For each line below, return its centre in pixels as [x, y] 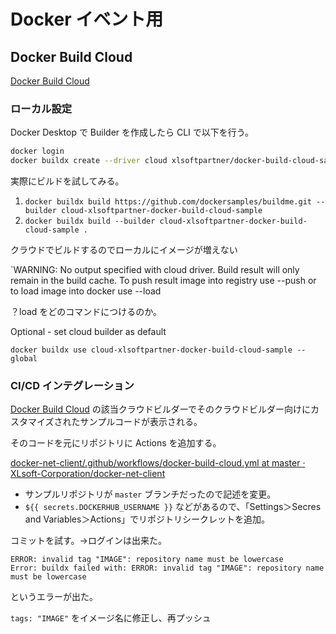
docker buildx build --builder [90, 221]
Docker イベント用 [87, 19]
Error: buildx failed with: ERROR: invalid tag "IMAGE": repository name [167, 568]
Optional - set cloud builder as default [88, 332]
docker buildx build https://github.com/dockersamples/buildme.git [168, 202]
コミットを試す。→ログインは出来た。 [88, 541]
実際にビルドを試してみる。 [67, 181]
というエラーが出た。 [54, 597]
